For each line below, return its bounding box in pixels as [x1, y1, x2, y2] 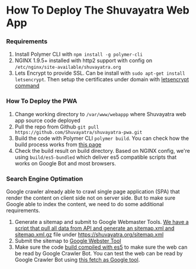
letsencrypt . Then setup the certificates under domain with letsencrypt [14, 76, 189, 83]
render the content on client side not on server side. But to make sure [6, 194, 176, 201]
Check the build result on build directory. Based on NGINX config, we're [14, 147, 191, 154]
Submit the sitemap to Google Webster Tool [14, 238, 121, 245]
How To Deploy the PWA [6, 97, 78, 105]
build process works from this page [14, 140, 102, 148]
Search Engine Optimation [6, 174, 83, 182]
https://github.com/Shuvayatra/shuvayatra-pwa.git [14, 129, 143, 135]
